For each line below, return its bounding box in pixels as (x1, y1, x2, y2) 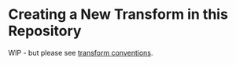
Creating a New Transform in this (8, 5, 228, 23)
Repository (8, 22, 82, 40)
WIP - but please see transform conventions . (8, 48, 153, 57)
